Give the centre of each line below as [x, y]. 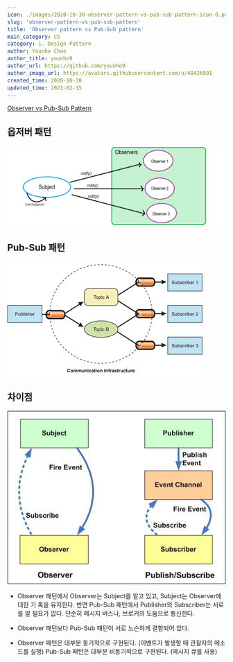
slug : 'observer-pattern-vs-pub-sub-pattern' [74, 22]
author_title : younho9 [40, 59]
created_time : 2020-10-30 [44, 80]
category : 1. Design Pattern [49, 44]
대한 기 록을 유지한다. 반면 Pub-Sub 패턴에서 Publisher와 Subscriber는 [114, 604]
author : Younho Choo [37, 51]
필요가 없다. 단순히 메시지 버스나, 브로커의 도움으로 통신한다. [113, 613]
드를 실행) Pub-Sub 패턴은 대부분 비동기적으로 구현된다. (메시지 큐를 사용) [117, 651]
